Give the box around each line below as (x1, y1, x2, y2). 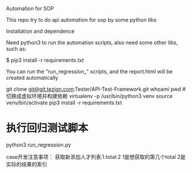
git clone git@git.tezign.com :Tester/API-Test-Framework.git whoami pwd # (6, 86, 186, 93)
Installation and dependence (6, 28, 75, 35)
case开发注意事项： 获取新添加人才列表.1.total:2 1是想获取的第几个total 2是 (6, 153, 186, 160)
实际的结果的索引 (6, 161, 47, 168)
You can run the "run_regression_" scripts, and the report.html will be (6, 68, 173, 75)
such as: (6, 45, 27, 52)
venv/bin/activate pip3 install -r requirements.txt (6, 99, 122, 106)
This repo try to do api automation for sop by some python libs (6, 16, 157, 23)
